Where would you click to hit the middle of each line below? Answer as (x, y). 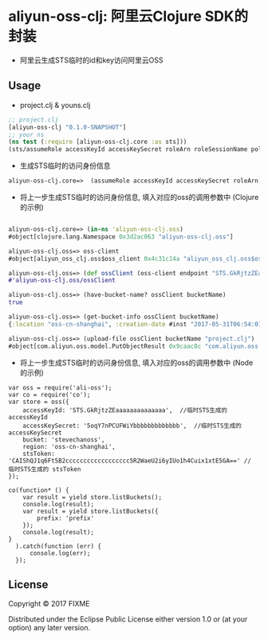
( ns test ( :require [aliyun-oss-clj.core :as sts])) (98, 142)
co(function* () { (39, 490)
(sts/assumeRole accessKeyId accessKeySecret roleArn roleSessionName (128, 150)
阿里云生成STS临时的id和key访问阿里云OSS (91, 60)
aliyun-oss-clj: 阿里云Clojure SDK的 (128, 16)
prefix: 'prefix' (65, 518)
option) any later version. (49, 628)
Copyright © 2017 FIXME (49, 604)
